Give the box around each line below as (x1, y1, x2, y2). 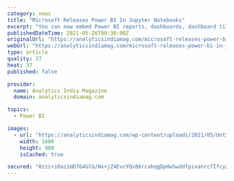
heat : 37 (7, 62, 33, 69)
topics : (7, 106, 30, 113)
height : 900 (19, 144, 54, 151)
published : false (7, 68, 58, 75)
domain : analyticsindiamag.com (13, 94, 104, 101)
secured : (7, 164, 33, 171)
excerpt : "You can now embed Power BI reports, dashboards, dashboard (7, 23, 217, 30)
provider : (7, 80, 36, 87)
